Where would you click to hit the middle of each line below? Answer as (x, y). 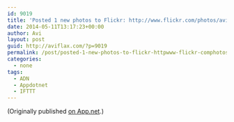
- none (23, 66)
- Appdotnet (31, 85)
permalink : (23, 53)
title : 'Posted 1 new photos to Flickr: (67, 20)
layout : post (26, 40)
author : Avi (24, 33)
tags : (15, 72)
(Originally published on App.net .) (56, 112)
